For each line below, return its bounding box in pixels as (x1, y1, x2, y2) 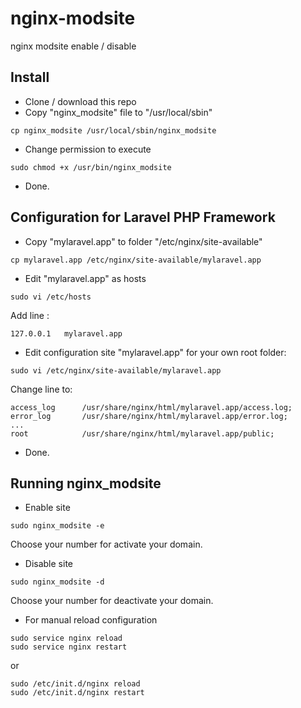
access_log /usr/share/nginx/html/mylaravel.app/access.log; (10, 402, 293, 412)
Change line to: (10, 383, 73, 395)
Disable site (24, 558, 73, 570)
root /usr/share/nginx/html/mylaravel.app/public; (10, 428, 275, 439)
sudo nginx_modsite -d (10, 577, 105, 587)
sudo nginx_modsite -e (10, 521, 105, 531)
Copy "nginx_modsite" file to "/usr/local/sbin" (24, 106, 213, 118)
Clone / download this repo (24, 95, 137, 107)
